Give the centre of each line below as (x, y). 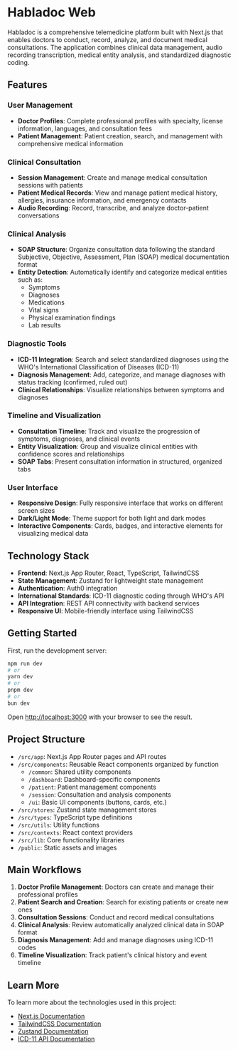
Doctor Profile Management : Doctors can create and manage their (116, 887)
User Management (40, 106)
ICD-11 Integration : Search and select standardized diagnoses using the (123, 359)
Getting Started (42, 633)
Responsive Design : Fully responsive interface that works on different (120, 503)
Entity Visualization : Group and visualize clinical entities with (107, 446)
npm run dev (25, 663)
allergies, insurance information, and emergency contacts (102, 200)
